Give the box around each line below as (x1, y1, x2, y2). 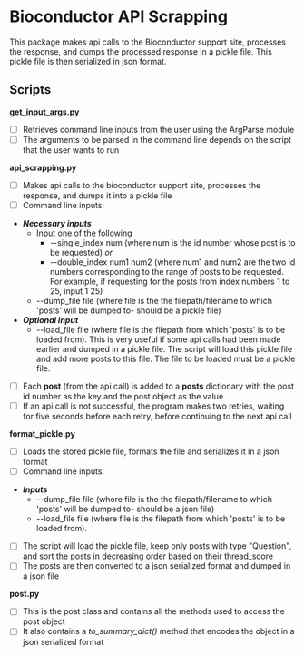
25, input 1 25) (49, 286, 103, 297)
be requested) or (49, 247, 113, 257)
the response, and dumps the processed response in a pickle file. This (9, 45, 272, 56)
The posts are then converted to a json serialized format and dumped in (22, 560, 291, 571)
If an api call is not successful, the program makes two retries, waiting (22, 400, 285, 411)
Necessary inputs (22, 218, 93, 228)
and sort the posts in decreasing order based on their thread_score (22, 550, 274, 561)
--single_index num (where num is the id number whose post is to (49, 237, 297, 247)
